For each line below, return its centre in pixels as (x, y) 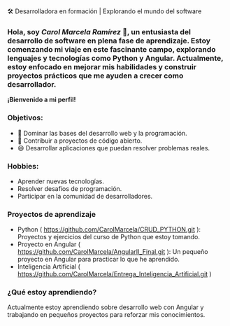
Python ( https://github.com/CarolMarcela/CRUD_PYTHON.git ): (109, 229)
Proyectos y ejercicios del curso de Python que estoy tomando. (109, 237)
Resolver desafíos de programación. (70, 188)
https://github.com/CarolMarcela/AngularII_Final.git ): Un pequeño (113, 252)
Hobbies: (23, 166)
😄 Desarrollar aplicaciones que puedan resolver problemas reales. (114, 148)
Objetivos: (25, 118)
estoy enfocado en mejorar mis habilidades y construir (102, 66)
